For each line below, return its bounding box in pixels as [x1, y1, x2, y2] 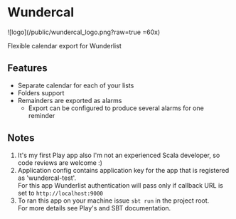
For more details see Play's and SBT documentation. [17, 203, 171, 212]
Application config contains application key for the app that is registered [17, 166, 230, 174]
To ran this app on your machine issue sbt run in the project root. [17, 196, 210, 205]
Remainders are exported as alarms [17, 96, 122, 105]
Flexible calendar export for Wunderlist [7, 41, 122, 50]
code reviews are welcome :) [17, 158, 103, 167]
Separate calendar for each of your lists [17, 81, 134, 90]
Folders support [17, 88, 65, 97]
